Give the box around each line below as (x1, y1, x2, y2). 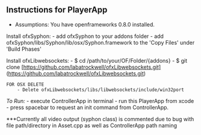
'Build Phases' (6, 45, 42, 52)
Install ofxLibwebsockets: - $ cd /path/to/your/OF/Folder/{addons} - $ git (6, 57, 188, 64)
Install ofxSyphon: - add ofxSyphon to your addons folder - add (6, 33, 164, 40)
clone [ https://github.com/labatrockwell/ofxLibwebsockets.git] (6, 63, 161, 71)
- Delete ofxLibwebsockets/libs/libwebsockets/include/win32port (17, 87, 185, 93)
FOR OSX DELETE (6, 81, 45, 87)
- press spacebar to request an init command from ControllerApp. (6, 104, 169, 111)
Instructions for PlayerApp (6, 5, 108, 15)
